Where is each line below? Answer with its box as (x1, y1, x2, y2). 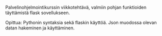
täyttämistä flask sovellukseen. (5, 10, 70, 16)
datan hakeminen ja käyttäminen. (5, 25, 75, 31)
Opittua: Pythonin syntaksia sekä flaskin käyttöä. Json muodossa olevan (5, 20, 157, 25)
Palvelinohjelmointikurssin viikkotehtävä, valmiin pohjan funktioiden (5, 5, 147, 10)
